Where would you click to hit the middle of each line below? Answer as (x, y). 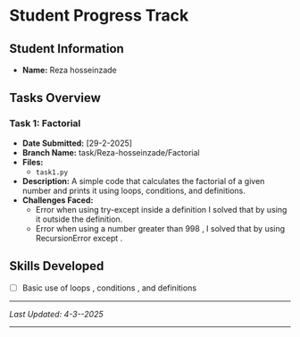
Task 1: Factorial (45, 123)
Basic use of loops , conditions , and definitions (109, 288)
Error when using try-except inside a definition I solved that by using (161, 209)
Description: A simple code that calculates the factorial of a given (143, 181)
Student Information (67, 49)
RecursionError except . (79, 238)
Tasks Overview (55, 98)
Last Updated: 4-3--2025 (57, 314)
